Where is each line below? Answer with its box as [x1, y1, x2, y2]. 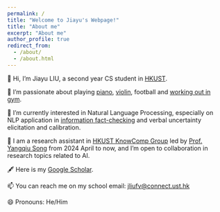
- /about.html [13, 55, 54, 62]
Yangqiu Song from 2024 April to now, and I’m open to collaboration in [7, 143, 208, 152]
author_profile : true [7, 36, 70, 43]
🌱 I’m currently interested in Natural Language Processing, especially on [7, 108, 214, 116]
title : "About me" [7, 23, 60, 30]
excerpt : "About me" [7, 29, 67, 37]
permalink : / [7, 10, 45, 17]
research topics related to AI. [7, 151, 90, 159]
